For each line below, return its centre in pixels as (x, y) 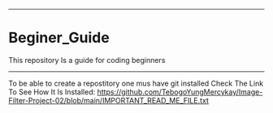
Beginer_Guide (59, 38)
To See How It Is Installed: (52, 92)
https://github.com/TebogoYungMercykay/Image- (180, 92)
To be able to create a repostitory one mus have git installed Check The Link (136, 83)
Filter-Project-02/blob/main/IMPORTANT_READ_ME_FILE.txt (108, 100)
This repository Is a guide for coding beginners (87, 60)
